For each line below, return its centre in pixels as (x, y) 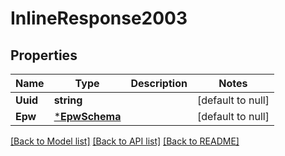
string (68, 100)
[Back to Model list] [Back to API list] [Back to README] (125, 141)
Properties (44, 55)
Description (159, 83)
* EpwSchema (87, 116)
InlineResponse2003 (99, 18)
